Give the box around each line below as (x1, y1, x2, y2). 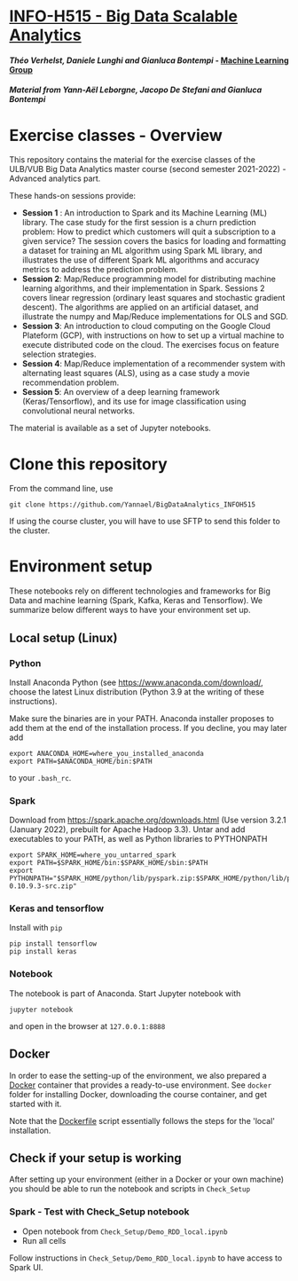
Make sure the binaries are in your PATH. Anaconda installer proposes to (9, 712, 275, 724)
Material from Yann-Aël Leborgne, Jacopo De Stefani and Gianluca (9, 84, 263, 95)
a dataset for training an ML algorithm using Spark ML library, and (21, 246, 263, 256)
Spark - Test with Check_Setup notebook (9, 1206, 190, 1218)
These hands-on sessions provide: (9, 191, 136, 201)
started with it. (9, 1098, 62, 1109)
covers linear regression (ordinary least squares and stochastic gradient (21, 293, 286, 303)
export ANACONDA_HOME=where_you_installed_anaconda (9, 749, 204, 758)
